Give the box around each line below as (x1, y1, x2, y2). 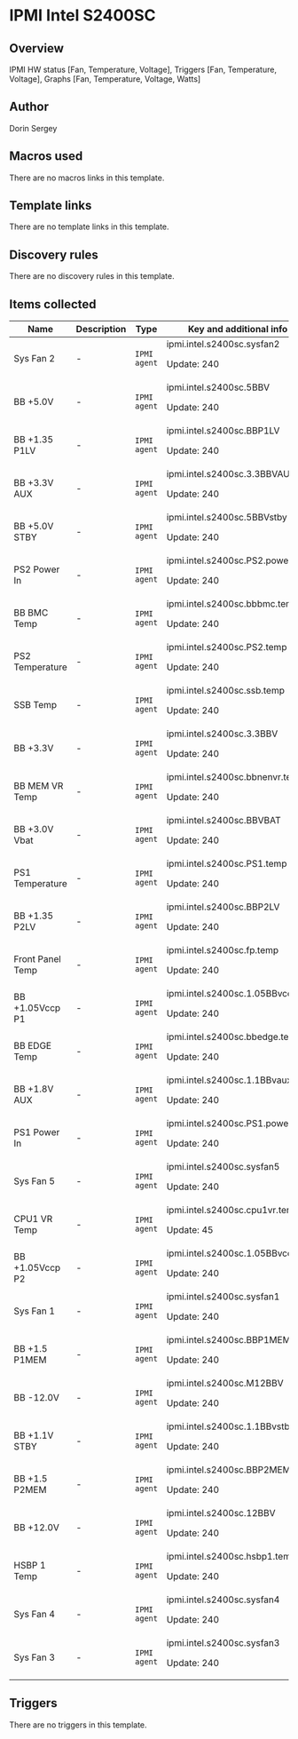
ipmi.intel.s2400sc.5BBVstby (166, 512, 288, 524)
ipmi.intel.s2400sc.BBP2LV (166, 901, 280, 913)
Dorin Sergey (9, 123, 58, 133)
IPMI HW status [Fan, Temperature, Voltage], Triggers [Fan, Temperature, (9, 64, 278, 75)
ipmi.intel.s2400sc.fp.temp (166, 944, 279, 957)
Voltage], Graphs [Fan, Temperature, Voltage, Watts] (9, 74, 201, 84)
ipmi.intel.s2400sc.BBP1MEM (166, 1334, 291, 1346)
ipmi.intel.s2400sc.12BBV (166, 1507, 277, 1520)
